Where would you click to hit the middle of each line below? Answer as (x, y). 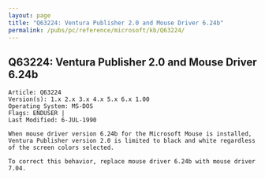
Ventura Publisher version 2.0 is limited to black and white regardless (132, 141)
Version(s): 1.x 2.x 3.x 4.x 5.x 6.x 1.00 (79, 99)
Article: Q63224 (35, 93)
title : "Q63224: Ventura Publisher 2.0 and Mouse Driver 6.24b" (116, 23)
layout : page (30, 15)
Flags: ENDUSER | (37, 114)
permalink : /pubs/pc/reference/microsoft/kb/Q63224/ (97, 30)
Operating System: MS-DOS (50, 106)
